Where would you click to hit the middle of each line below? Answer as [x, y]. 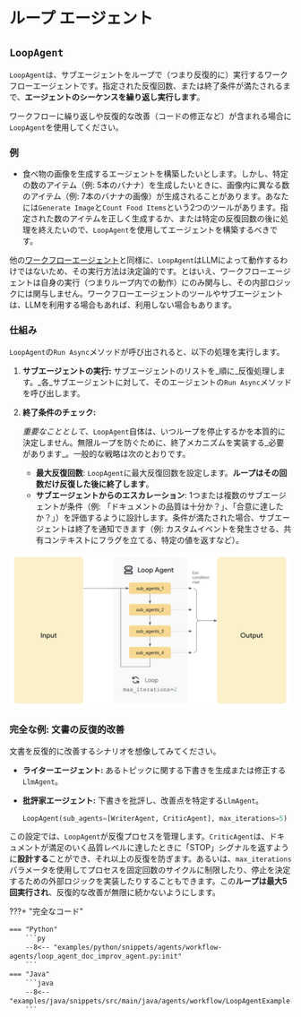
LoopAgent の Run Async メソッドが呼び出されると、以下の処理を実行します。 [147, 351]
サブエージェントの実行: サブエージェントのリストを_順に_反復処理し [150, 371]
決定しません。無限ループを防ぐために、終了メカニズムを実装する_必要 [153, 442]
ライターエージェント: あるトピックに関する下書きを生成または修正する [154, 770]
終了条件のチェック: [59, 412]
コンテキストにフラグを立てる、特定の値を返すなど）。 [144, 539]
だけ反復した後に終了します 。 [99, 484]
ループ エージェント [82, 18]
